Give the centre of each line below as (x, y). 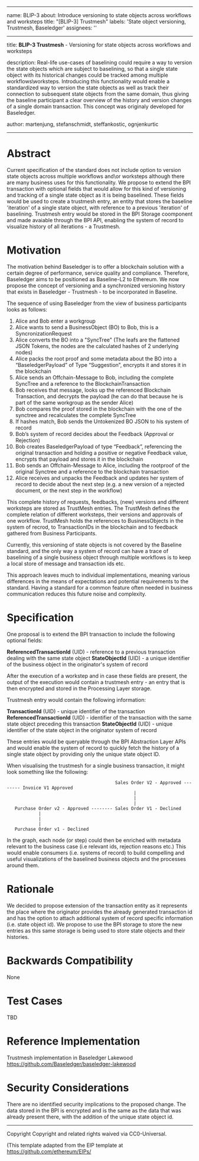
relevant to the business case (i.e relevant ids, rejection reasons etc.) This (97, 846)
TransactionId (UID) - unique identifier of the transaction (76, 711)
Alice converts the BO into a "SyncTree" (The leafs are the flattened (97, 340)
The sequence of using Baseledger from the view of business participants (97, 303)
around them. (23, 865)
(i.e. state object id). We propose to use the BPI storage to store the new (94, 924)
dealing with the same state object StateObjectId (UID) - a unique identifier (98, 658)
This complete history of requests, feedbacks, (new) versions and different (98, 502)
